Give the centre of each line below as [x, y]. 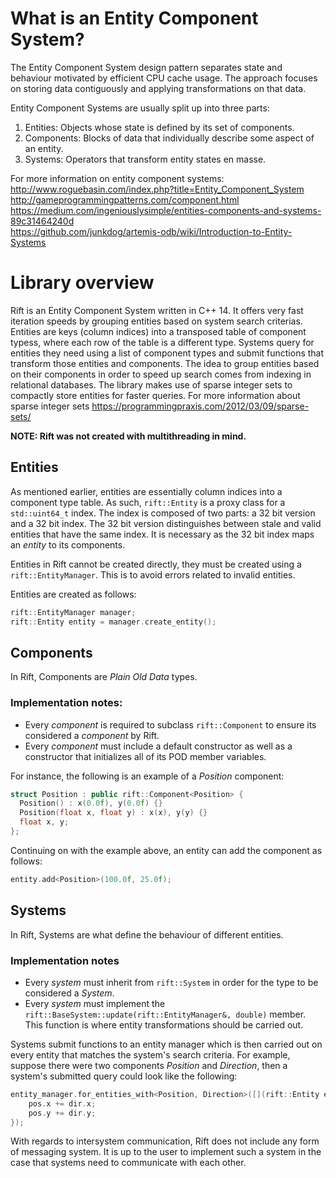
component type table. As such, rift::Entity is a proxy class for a [148, 502]
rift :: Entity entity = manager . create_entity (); [113, 622]
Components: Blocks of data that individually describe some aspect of [169, 138]
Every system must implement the [95, 1003]
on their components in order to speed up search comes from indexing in [161, 374]
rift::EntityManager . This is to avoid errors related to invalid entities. [153, 574]
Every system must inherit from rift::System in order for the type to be [171, 982]
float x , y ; [44, 822]
